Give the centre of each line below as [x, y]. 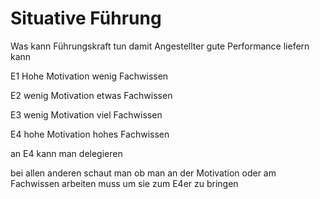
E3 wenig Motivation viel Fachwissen [86, 114]
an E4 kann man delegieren [66, 153]
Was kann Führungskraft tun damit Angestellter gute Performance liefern [160, 46]
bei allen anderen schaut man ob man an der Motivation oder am [143, 173]
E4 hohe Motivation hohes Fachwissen [90, 134]
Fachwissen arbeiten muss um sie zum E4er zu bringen [124, 183]
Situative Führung [86, 18]
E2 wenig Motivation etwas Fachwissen [91, 95]
